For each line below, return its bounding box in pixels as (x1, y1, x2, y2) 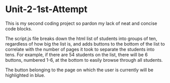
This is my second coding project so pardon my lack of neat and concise (5, 20, 157, 26)
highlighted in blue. (5, 72, 46, 78)
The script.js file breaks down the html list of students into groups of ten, (5, 35, 157, 41)
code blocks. (5, 25, 32, 31)
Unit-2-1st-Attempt (5, 4, 88, 15)
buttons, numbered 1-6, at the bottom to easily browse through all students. (5, 57, 163, 63)
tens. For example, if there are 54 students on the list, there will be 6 (5, 52, 148, 58)
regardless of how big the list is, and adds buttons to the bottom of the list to (5, 40, 165, 47)
